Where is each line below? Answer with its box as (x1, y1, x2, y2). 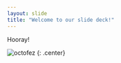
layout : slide (7, 10, 48, 17)
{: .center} (36, 49, 66, 57)
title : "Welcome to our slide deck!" (7, 16, 115, 23)
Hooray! (7, 35, 30, 43)
